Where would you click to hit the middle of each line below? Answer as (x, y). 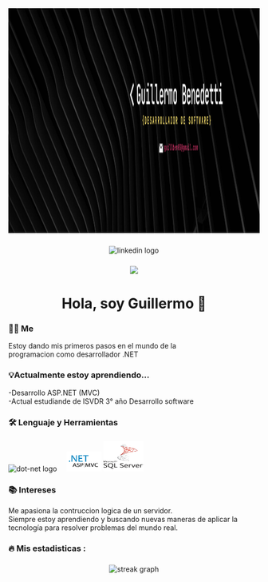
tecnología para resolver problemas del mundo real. (93, 528)
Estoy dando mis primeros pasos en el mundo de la (93, 346)
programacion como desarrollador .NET (73, 354)
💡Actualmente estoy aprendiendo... (79, 375)
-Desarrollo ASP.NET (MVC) (54, 393)
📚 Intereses (32, 490)
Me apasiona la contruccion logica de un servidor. (91, 510)
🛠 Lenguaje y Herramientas (63, 422)
